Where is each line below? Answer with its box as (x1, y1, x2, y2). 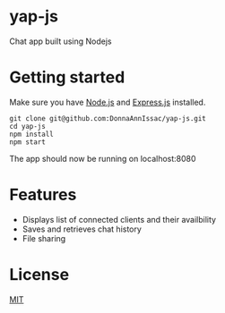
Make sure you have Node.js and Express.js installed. (9, 97, 206, 107)
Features (9, 185, 77, 205)
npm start (9, 137, 47, 147)
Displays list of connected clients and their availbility (22, 214, 217, 224)
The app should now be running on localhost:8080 (9, 153, 196, 164)
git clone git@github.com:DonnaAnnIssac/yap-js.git (9, 114, 206, 123)
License (9, 265, 70, 284)
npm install (9, 130, 54, 139)
